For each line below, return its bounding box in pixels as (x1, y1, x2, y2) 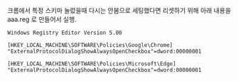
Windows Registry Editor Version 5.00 (7, 29, 122, 36)
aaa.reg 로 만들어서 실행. (7, 15, 77, 23)
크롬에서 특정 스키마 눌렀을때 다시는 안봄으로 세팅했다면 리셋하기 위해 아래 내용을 (7, 6, 232, 14)
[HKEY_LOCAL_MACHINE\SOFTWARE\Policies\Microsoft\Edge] (7, 60, 176, 67)
